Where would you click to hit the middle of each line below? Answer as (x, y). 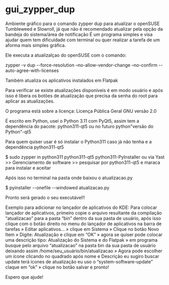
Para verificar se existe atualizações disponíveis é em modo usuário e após (84, 90)
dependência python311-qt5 (35, 147)
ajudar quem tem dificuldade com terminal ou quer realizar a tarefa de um (83, 40)
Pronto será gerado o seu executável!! (45, 197)
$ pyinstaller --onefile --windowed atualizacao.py (57, 187)
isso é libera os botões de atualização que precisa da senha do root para (81, 96)
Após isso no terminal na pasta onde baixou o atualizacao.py (69, 178)
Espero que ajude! (24, 277)
